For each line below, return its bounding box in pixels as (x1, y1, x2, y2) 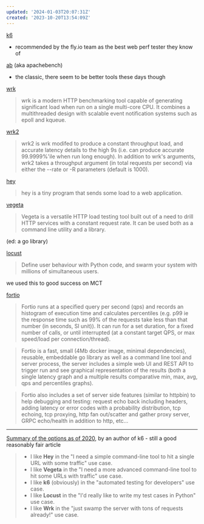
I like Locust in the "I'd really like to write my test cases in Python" (30, 491, 196, 499)
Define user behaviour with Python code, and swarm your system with (21, 261, 197, 268)
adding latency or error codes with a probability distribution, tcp (21, 404, 181, 411)
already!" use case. (30, 511, 79, 518)
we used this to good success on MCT (6, 279, 103, 287)
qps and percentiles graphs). (21, 379, 94, 386)
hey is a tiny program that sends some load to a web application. (21, 189, 183, 197)
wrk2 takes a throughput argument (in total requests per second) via (21, 159, 192, 166)
